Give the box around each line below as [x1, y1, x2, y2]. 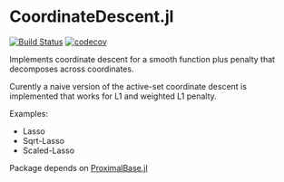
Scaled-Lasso [22, 145, 75, 156]
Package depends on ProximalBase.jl [9, 162, 148, 173]
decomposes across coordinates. [9, 63, 134, 74]
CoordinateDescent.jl [9, 6, 174, 27]
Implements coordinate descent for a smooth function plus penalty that [9, 53, 275, 64]
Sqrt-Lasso [22, 135, 65, 146]
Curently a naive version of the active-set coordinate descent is [9, 81, 248, 91]
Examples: [9, 108, 48, 119]
